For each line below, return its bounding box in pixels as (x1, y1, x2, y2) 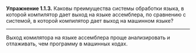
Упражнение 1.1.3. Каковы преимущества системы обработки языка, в (6, 5, 184, 12)
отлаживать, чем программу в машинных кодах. (6, 40, 128, 47)
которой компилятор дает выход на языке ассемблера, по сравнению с (6, 11, 186, 18)
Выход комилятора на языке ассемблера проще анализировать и (6, 34, 170, 41)
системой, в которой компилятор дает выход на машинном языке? (6, 17, 174, 24)
